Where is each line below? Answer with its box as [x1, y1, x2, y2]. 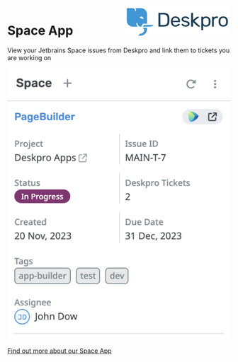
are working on [7, 53, 52, 62]
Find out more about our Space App [7, 346, 112, 355]
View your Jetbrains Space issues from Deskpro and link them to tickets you [7, 46, 230, 54]
